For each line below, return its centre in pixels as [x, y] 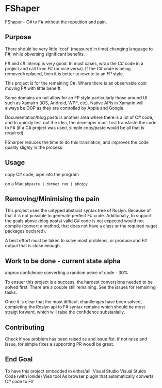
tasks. [11, 292]
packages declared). [26, 231]
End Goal [19, 359]
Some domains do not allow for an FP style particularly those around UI [76, 97]
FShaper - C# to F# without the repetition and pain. [56, 22]
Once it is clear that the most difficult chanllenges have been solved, [73, 302]
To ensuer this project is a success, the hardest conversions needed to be [79, 282]
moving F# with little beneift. [33, 88]
